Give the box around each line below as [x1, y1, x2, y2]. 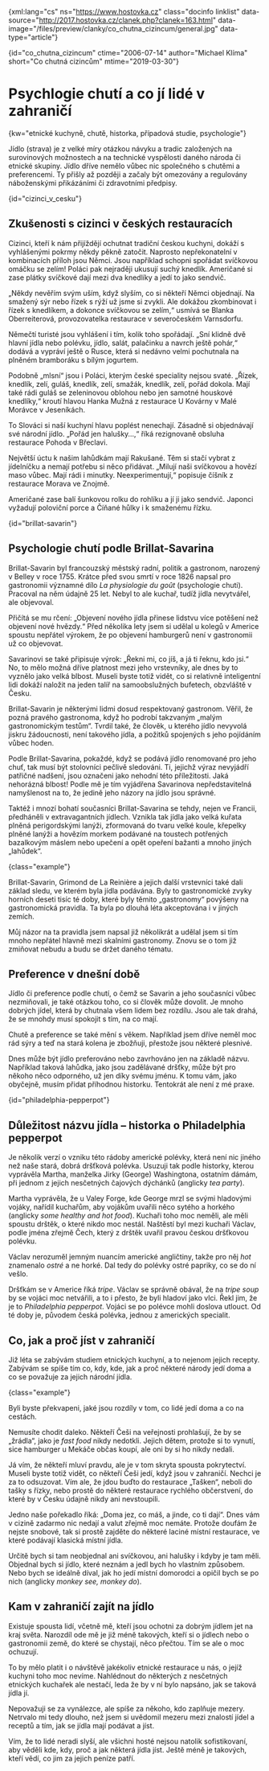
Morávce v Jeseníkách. [8, 405, 86, 414]
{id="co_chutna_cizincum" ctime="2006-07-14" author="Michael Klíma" [8, 48, 248, 57]
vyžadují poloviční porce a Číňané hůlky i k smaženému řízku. [8, 503, 213, 512]
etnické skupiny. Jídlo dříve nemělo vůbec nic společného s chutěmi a [8, 161, 241, 171]
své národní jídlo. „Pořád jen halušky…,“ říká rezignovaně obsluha [8, 429, 225, 438]
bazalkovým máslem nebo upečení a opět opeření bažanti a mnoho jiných [8, 837, 252, 847]
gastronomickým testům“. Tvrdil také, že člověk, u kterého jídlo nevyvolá [8, 721, 247, 730]
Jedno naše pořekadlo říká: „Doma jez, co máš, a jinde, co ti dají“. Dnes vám [8, 1510, 260, 1519]
